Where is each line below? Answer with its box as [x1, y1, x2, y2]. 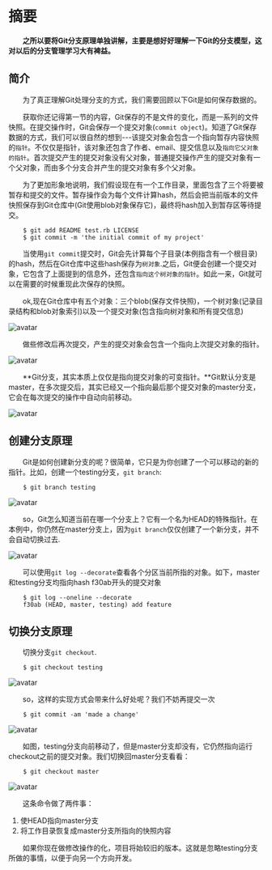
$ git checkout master [23, 768, 100, 776]
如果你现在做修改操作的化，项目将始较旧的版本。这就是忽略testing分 [23, 843, 251, 853]
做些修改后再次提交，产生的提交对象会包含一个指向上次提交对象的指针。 [23, 339, 264, 349]
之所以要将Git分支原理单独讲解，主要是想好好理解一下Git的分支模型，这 [23, 36, 262, 45]
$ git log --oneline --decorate [23, 593, 132, 601]
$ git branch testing [23, 483, 96, 491]
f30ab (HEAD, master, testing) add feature [23, 601, 172, 609]
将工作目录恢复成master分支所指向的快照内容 [19, 826, 172, 836]
